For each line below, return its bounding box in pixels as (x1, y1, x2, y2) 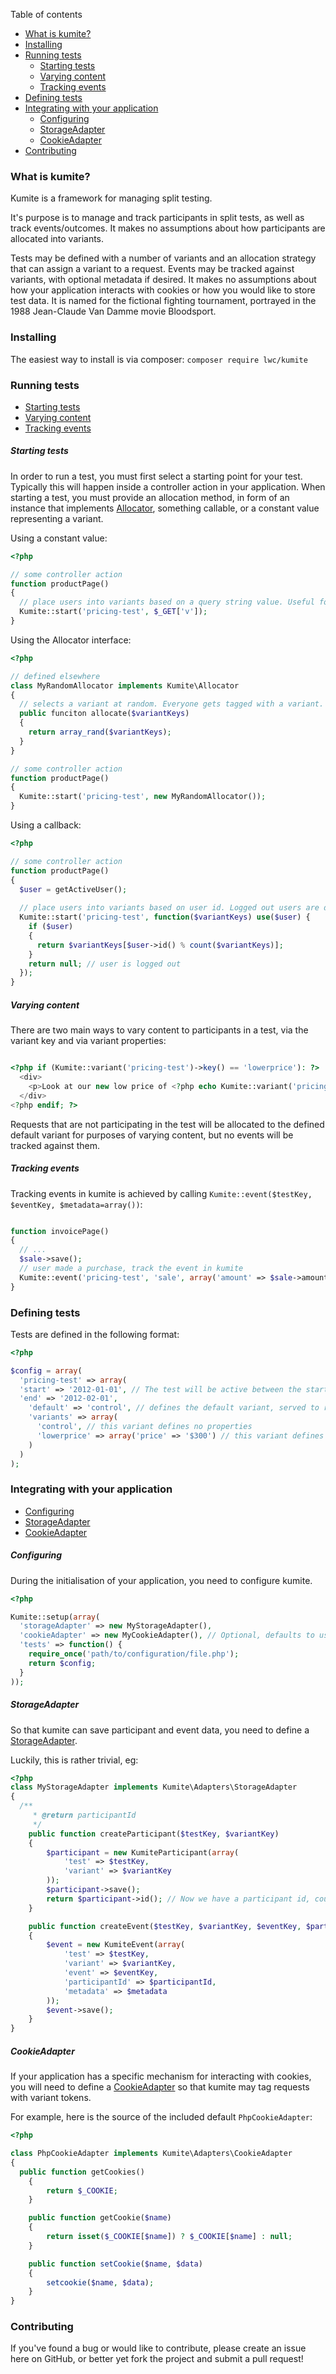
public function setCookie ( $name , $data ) (28, 2259, 203, 2269)
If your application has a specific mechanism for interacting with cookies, (10, 2070, 312, 2083)
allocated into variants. (10, 233, 105, 245)
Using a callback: (10, 819, 82, 831)
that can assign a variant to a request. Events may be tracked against (10, 263, 295, 275)
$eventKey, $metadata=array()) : (10, 1198, 143, 1210)
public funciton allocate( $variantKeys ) (19, 709, 190, 719)
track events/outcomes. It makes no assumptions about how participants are (10, 222, 326, 234)
